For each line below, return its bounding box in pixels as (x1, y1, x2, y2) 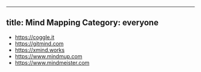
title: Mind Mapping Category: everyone (6, 17, 159, 28)
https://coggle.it (14, 34, 55, 41)
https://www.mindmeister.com (14, 59, 90, 66)
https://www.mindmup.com (14, 52, 83, 60)
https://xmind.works (14, 46, 65, 53)
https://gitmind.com (14, 40, 64, 47)
